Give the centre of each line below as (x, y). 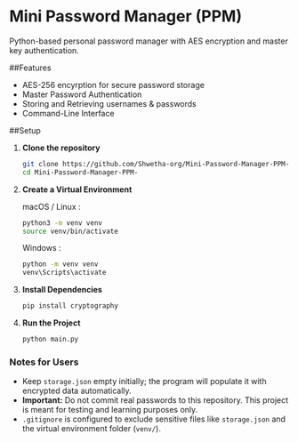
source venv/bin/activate (70, 231)
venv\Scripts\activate (64, 273)
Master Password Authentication (82, 94)
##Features (30, 68)
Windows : (41, 248)
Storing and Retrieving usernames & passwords (109, 103)
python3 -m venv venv (62, 223)
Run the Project (51, 323)
